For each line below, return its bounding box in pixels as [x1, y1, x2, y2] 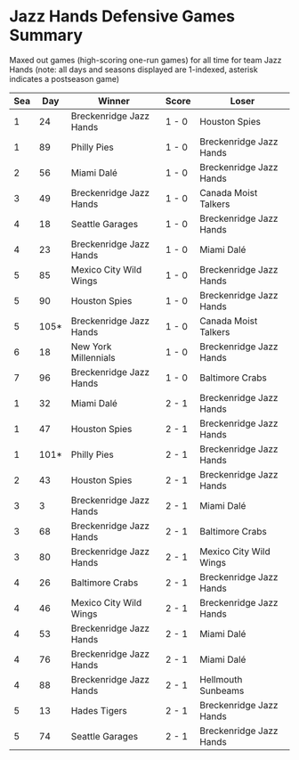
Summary [9, 25, 83, 45]
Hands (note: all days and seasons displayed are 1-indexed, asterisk [9, 64, 258, 75]
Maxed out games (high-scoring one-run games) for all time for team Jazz [9, 54, 282, 65]
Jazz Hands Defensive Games [9, 6, 236, 27]
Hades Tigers [70, 704, 127, 716]
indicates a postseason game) [9, 73, 120, 84]
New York [70, 340, 112, 353]
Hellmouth [199, 673, 243, 685]
